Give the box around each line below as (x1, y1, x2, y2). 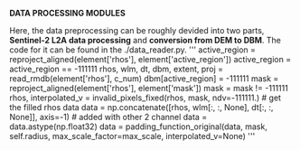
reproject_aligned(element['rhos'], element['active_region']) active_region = (9, 54, 292, 64)
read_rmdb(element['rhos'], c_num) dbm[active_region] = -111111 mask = (9, 73, 279, 84)
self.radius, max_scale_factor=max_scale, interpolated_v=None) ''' (9, 131, 256, 141)
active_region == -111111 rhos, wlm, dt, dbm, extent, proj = (9, 63, 224, 74)
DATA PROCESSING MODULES (9, 8, 127, 18)
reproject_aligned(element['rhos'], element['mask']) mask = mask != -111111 (9, 83, 289, 93)
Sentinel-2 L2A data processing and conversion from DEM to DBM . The (9, 35, 282, 45)
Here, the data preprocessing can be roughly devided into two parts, (9, 25, 265, 35)
